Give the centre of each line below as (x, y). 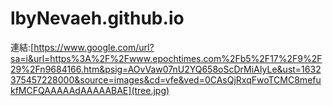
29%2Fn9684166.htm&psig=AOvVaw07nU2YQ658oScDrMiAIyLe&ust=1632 (166, 69)
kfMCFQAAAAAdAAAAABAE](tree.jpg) (90, 90)
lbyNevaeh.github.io (97, 18)
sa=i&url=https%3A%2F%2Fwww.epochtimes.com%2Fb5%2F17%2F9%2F (166, 58)
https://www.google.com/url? (94, 47)
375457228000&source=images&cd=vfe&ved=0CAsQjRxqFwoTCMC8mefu (166, 79)
